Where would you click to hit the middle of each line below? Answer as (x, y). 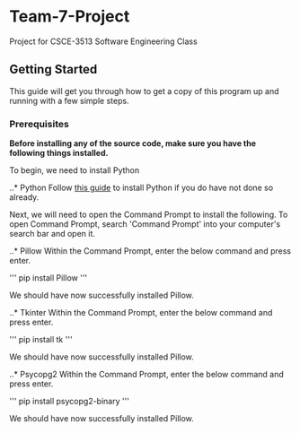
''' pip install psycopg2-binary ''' (70, 402)
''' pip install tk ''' (41, 340)
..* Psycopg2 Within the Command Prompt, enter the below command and (147, 375)
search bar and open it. (53, 234)
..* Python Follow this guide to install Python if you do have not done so (141, 188)
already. (24, 197)
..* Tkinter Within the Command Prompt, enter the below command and (141, 313)
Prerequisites (39, 124)
